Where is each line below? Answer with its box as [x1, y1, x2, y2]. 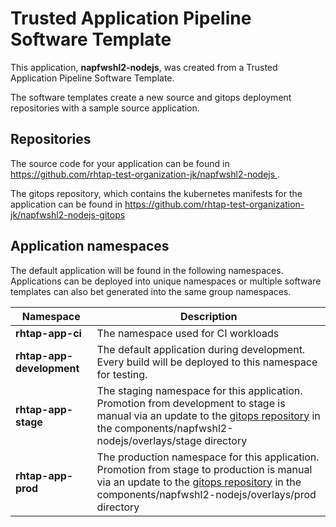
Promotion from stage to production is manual [96, 462, 313, 476]
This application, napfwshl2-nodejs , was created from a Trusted [10, 61, 278, 73]
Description [180, 309, 238, 323]
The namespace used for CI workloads [96, 326, 280, 340]
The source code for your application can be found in [10, 157, 230, 169]
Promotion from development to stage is [96, 396, 286, 410]
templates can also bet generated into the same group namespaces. [10, 285, 292, 297]
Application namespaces [10, 238, 170, 255]
